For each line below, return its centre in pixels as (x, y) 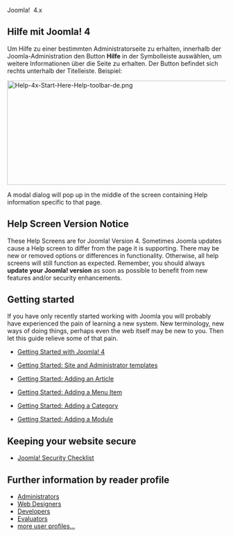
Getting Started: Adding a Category (68, 406)
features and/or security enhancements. (65, 278)
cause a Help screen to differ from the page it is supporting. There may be (113, 248)
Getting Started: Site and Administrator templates (87, 365)
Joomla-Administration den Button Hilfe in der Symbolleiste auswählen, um (114, 56)
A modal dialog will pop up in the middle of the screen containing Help (107, 195)
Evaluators (32, 519)
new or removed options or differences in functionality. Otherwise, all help (113, 255)
